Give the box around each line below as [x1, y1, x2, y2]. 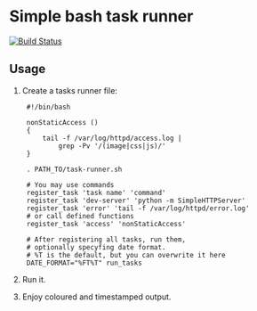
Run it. [21, 274, 46, 284]
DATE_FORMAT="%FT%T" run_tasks [26, 258, 142, 267]
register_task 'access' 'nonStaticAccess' [26, 219, 187, 228]
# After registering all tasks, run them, [26, 234, 187, 244]
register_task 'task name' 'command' [26, 188, 166, 197]
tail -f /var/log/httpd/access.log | [42, 134, 182, 143]
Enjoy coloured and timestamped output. [21, 291, 172, 302]
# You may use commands [26, 180, 115, 189]
